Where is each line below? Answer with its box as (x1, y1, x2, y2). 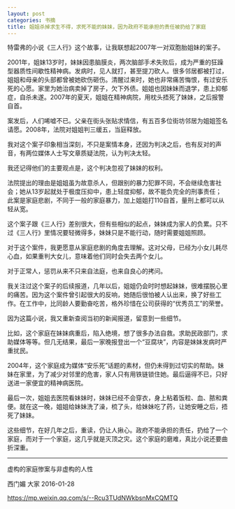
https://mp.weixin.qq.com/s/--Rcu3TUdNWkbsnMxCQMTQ (7, 494, 178, 502)
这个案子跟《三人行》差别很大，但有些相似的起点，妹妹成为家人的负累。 (7, 220, 215, 228)
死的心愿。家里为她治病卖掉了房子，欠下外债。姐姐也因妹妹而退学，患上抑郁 (7, 85, 228, 93)
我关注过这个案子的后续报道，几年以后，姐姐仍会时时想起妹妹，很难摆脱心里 (7, 282, 228, 290)
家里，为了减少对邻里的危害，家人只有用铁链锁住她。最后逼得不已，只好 (19, 370, 228, 378)
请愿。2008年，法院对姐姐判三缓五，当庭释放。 (7, 125, 145, 134)
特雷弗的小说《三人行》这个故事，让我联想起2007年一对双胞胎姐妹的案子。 (7, 43, 225, 52)
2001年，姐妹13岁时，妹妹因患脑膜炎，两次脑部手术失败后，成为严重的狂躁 (7, 58, 224, 66)
